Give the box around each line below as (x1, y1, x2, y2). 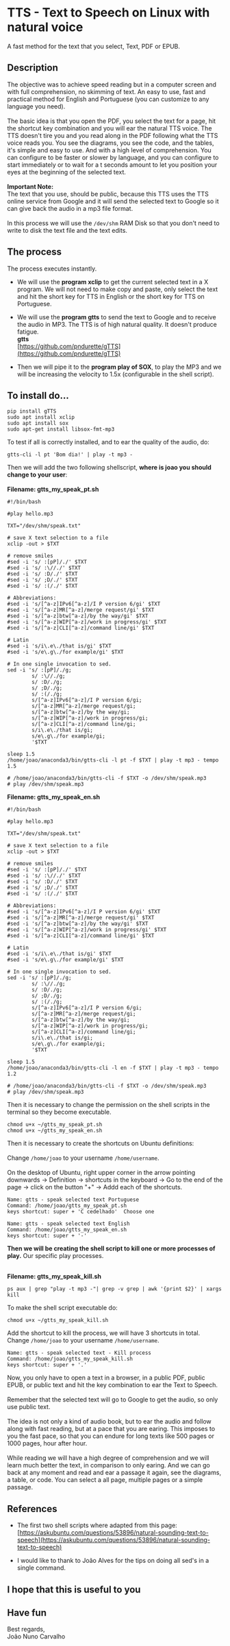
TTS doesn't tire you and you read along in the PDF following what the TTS (7, 131, 218, 139)
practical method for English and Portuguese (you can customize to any (7, 95, 209, 103)
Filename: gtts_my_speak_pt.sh (7, 485, 99, 494)
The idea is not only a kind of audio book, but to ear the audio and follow (7, 1417, 212, 1426)
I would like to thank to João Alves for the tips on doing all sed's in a (16, 1557, 209, 1565)
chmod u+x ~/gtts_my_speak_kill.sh (7, 1317, 109, 1324)
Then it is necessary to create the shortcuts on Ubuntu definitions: (7, 1139, 194, 1147)
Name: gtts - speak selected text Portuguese (7, 1196, 139, 1203)
